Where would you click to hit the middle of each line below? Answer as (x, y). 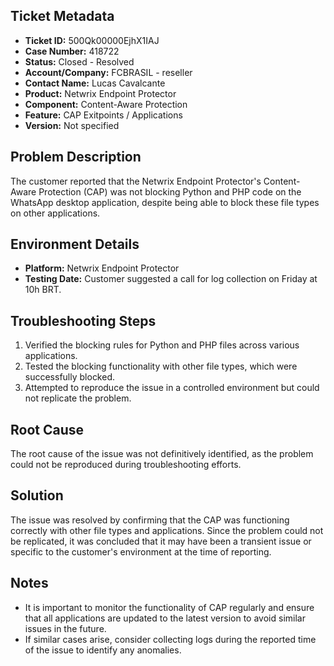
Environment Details (75, 244)
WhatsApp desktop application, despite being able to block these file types (165, 202)
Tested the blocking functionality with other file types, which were (161, 366)
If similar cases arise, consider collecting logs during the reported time (170, 639)
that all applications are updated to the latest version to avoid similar (165, 618)
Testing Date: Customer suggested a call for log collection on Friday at (171, 279)
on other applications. (55, 213)
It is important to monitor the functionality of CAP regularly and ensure (169, 607)
